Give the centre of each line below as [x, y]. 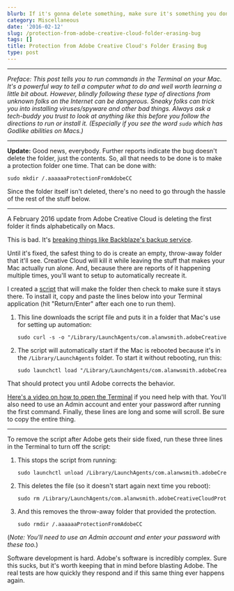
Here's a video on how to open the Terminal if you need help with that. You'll [117, 397]
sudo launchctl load [47, 370]
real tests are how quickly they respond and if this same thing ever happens [116, 573]
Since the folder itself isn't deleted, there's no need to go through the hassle [117, 191]
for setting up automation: [54, 324]
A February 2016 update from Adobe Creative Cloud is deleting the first [109, 218]
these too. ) [23, 544]
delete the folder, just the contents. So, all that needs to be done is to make [115, 158]
